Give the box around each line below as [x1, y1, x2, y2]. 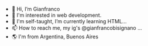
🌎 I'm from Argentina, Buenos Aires [11, 33, 98, 40]
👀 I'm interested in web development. [11, 12, 102, 19]
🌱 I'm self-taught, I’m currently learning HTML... [11, 18, 127, 24]
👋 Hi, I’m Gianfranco [11, 6, 60, 12]
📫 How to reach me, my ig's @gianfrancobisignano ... [11, 24, 142, 31]
